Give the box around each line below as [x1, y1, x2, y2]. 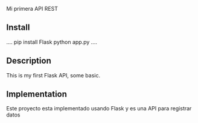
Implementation [6, 89, 68, 100]
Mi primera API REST [6, 5, 59, 12]
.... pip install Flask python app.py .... [6, 38, 98, 46]
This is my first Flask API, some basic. [6, 71, 101, 79]
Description [6, 56, 51, 66]
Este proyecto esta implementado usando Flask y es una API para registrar [6, 105, 192, 112]
